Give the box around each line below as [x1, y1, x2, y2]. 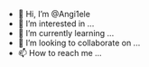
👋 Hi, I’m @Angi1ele [17, 9, 90, 19]
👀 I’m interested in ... [17, 18, 95, 29]
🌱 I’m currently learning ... [17, 28, 115, 38]
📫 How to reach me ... [17, 48, 102, 58]
